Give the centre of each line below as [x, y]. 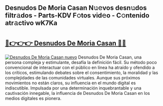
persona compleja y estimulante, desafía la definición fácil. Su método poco [81, 62]
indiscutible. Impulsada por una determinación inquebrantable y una [73, 88]
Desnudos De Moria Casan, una [110, 57]
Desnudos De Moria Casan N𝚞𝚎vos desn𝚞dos [76, 8]
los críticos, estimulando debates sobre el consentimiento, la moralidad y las [81, 73]
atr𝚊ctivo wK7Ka [31, 23]
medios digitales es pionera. [33, 98]
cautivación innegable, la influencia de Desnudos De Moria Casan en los [77, 93]
